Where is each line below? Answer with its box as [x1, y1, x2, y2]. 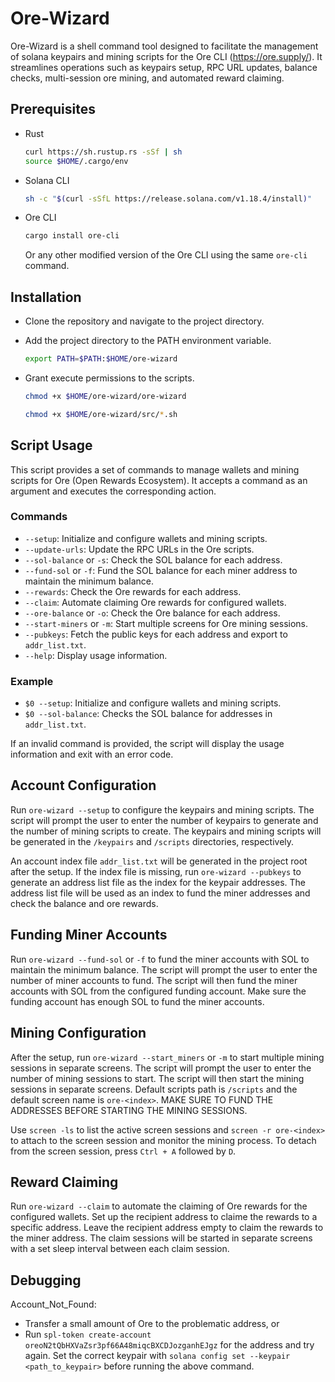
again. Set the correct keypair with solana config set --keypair [24, 1350, 291, 1362]
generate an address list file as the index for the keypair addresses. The [10, 876, 307, 888]
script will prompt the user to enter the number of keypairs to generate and [10, 814, 319, 826]
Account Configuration [10, 777, 157, 794]
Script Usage [10, 437, 93, 454]
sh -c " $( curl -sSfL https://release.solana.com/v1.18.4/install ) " [24, 193, 313, 204]
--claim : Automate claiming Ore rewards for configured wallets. [24, 596, 287, 608]
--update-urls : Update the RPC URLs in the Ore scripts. [24, 543, 255, 555]
